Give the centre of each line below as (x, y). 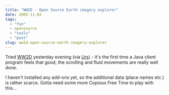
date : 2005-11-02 (23, 15)
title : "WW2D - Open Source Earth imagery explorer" (62, 10)
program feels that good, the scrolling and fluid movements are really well (82, 62)
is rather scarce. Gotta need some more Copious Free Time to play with (79, 82)
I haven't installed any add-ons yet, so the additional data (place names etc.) (85, 77)
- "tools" (20, 33)
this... (11, 88)
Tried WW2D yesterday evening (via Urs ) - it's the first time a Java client (81, 57)
